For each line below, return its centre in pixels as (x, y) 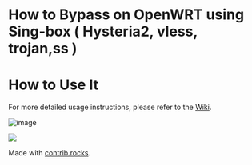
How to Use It (53, 85)
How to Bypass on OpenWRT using (126, 15)
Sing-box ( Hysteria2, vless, (103, 31)
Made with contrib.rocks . (50, 153)
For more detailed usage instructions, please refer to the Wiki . (110, 107)
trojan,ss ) (43, 49)
